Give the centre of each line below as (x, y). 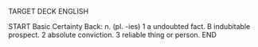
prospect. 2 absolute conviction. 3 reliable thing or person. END (113, 35)
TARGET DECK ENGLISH (49, 11)
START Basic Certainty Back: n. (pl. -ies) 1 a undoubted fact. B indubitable (129, 26)
